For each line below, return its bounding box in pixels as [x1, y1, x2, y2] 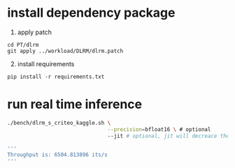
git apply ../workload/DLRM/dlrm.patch [7, 47, 124, 54]
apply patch [17, 28, 52, 36]
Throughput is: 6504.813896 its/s [7, 151, 108, 158]
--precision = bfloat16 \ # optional [107, 125, 211, 133]
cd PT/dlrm [7, 41, 39, 48]
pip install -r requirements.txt [7, 73, 105, 80]
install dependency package [7, 5, 176, 21]
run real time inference [7, 96, 142, 112]
